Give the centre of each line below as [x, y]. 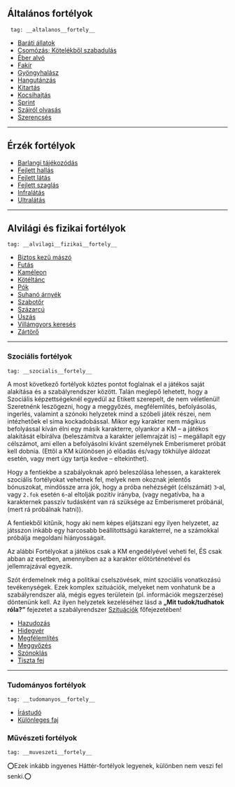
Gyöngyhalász [38, 72]
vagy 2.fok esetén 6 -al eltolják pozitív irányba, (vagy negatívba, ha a [106, 494]
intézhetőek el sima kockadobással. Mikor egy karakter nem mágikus [107, 421]
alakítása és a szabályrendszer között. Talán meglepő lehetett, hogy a [108, 391]
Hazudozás [34, 623]
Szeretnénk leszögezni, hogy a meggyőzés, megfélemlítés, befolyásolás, [112, 406]
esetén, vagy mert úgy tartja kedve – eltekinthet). [78, 458]
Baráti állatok [36, 43]
